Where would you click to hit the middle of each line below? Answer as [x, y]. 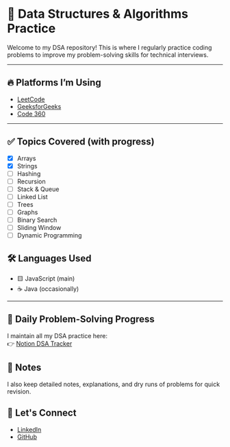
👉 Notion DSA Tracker [40, 343]
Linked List [32, 196]
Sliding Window [39, 228]
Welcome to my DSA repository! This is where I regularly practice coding [110, 47]
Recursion [31, 181]
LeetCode [31, 99]
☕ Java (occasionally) [48, 289]
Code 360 [31, 114]
